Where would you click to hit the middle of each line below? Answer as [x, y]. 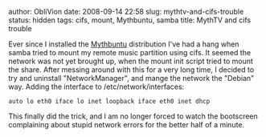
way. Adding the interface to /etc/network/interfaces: [96, 87]
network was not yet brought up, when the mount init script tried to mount [131, 61]
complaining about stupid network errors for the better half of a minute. [127, 125]
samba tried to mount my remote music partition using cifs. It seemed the [130, 52]
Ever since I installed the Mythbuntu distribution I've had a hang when [124, 44]
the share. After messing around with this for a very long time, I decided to [131, 70]
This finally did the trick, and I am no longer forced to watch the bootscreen [133, 116]
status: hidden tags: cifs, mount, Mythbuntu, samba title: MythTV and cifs [130, 20]
